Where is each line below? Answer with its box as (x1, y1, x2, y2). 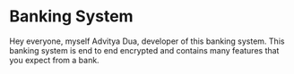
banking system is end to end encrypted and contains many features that (9, 45, 280, 55)
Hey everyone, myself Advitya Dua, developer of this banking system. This (9, 36, 285, 46)
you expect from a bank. (9, 54, 100, 65)
